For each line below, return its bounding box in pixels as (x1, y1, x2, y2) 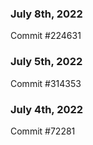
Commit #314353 (10, 77, 82, 89)
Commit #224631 (10, 30, 82, 42)
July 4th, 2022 (10, 102, 84, 116)
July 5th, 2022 (10, 55, 83, 69)
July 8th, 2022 (10, 7, 83, 21)
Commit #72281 (10, 125, 76, 137)
